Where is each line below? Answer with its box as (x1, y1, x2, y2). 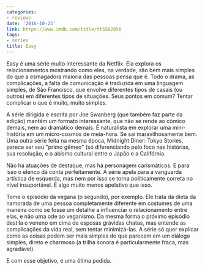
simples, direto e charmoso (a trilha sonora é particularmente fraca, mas (6, 238, 189, 246)
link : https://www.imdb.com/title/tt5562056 (6, 26, 122, 32)
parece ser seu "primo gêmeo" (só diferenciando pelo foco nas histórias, (6, 143, 190, 151)
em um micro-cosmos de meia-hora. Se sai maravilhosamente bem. (26, 130, 198, 138)
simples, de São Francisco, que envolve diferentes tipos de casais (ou (6, 86, 182, 93)
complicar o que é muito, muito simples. (6, 99, 107, 106)
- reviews (6, 15, 32, 21)
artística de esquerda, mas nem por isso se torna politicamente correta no (6, 174, 193, 182)
